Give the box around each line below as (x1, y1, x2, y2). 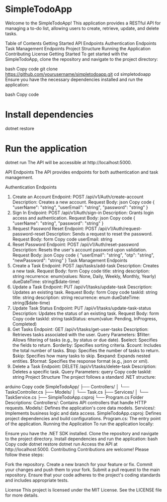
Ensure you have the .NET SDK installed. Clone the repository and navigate (5, 430, 159, 436)
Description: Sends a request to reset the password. (46, 231, 153, 237)
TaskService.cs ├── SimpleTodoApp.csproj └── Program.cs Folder (5, 394, 144, 400)
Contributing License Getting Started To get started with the (5, 51, 128, 57)
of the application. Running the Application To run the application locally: (5, 421, 154, 427)
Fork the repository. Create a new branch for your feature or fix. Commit (5, 461, 153, 467)
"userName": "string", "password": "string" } (12, 220, 104, 226)
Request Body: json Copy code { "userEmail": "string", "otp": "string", (12, 252, 155, 258)
